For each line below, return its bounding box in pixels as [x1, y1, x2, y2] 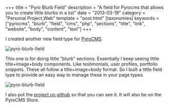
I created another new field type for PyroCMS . [5, 36, 103, 42]
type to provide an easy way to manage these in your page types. [5, 72, 144, 78]
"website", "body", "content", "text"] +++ [5, 26, 92, 32]
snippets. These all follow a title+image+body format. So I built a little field [5, 66, 162, 72]
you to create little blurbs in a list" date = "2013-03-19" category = [5, 10, 146, 16]
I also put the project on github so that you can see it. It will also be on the [5, 92, 162, 97]
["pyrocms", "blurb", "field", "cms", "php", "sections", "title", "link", [5, 20, 145, 26]
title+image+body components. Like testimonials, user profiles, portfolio [5, 61, 158, 67]
